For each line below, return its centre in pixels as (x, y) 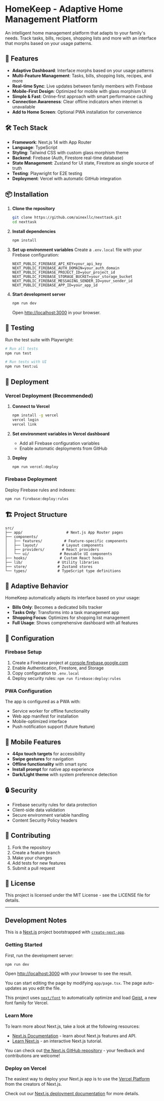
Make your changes (32, 858)
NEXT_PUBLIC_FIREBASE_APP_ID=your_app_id (55, 285)
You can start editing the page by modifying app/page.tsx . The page (74, 983)
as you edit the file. (42, 988)
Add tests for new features (39, 863)
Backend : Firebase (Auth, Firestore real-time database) (68, 158)
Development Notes (36, 920)
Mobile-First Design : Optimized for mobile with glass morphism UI (79, 91)
